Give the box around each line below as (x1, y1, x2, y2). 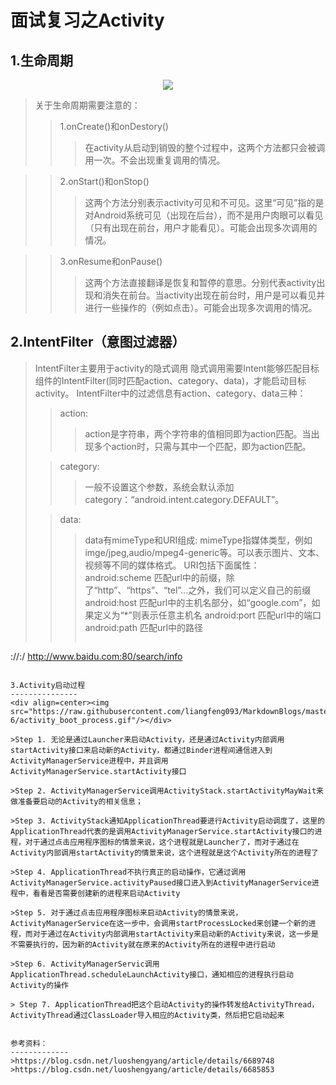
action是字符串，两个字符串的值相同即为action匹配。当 (84, 427, 312, 440)
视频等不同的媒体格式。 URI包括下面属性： (84, 559, 260, 571)
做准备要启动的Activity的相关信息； (10, 796, 143, 806)
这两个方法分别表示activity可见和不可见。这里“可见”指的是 (84, 197, 325, 208)
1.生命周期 (10, 52, 74, 69)
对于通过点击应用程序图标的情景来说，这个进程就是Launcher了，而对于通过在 (24, 837, 300, 847)
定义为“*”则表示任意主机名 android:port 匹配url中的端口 (93, 609, 322, 621)
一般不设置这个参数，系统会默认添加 (84, 481, 235, 493)
